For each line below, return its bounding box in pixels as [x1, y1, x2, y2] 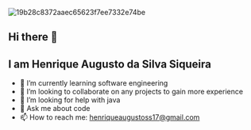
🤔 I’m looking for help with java [19, 95, 121, 105]
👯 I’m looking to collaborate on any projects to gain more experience [19, 87, 244, 97]
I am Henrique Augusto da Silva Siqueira [8, 57, 212, 71]
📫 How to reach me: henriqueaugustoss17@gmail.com [19, 113, 200, 122]
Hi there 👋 [8, 30, 58, 44]
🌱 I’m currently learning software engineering [19, 78, 168, 88]
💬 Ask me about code [19, 104, 91, 113]
